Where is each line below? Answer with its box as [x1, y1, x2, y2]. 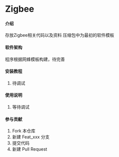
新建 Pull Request [12, 146, 47, 152]
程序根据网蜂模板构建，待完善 [5, 56, 65, 62]
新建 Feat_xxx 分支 [12, 134, 50, 140]
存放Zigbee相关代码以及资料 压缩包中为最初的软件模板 [5, 32, 115, 38]
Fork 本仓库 [12, 128, 36, 134]
